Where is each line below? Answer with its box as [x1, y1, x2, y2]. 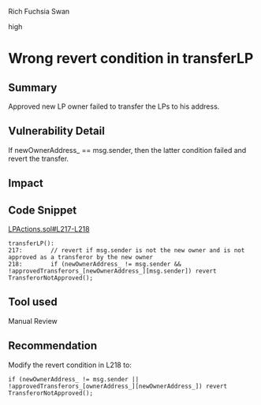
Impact [8, 176, 43, 190]
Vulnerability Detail [8, 124, 105, 138]
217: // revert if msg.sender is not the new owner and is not [8, 247, 245, 255]
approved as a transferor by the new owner [8, 254, 154, 262]
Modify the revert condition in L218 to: [8, 360, 132, 370]
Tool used [8, 295, 58, 309]
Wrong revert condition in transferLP [8, 50, 254, 68]
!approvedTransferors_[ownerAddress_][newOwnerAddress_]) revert [8, 382, 227, 390]
